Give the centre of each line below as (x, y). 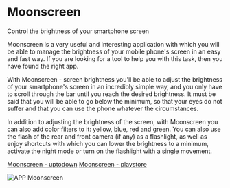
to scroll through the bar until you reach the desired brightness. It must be (112, 94)
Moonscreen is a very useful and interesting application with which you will (113, 44)
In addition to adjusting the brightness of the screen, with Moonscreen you (113, 121)
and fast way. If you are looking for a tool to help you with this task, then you (115, 58)
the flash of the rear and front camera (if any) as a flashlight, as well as (107, 136)
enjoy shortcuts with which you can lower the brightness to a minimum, (108, 143)
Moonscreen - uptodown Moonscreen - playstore (77, 164)
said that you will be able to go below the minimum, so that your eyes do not (115, 101)
